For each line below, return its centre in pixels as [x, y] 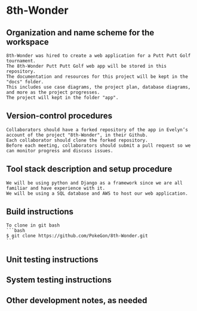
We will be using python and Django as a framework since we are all [95, 183]
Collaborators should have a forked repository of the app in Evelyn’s [97, 129]
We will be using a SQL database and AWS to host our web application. [97, 193]
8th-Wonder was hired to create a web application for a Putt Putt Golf [98, 56]
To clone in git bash [33, 225]
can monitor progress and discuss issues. [60, 150]
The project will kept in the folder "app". [62, 98]
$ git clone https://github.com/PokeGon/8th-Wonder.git [77, 236]
